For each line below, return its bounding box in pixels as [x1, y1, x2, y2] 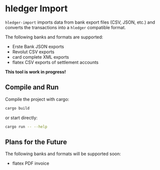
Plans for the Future [5, 137, 67, 146]
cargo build [5, 105, 30, 111]
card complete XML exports [12, 54, 69, 60]
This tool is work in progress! [5, 68, 66, 74]
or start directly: [5, 114, 38, 121]
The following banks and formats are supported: [5, 34, 104, 40]
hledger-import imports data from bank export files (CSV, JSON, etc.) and [5, 19, 156, 25]
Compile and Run [5, 83, 59, 92]
